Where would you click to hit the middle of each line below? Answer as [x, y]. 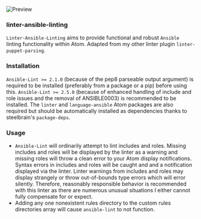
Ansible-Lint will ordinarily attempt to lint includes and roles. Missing [100, 145]
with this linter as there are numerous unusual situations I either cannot [103, 190]
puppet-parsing [25, 51]
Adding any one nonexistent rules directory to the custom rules [93, 203]
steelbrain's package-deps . [38, 117]
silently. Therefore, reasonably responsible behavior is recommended [101, 184]
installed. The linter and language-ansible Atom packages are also [90, 104]
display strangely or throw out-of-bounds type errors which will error [100, 177]
